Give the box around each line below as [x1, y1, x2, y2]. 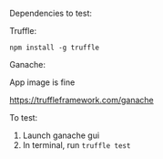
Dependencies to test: [9, 8, 93, 18]
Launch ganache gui [22, 130, 100, 141]
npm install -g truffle [9, 43, 100, 52]
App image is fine [9, 77, 76, 88]
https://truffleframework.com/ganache [9, 95, 155, 105]
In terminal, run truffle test [22, 140, 131, 150]
